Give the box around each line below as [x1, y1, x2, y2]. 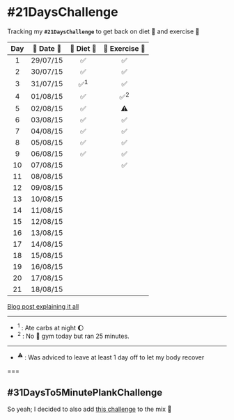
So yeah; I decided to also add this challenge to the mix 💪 [7, 405, 172, 414]
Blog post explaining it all [7, 302, 79, 310]
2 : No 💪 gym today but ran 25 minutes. [17, 331, 130, 340]
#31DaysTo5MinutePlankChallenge [7, 387, 163, 398]
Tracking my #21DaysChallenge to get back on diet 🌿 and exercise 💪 [7, 27, 200, 35]
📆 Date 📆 [32, 43, 61, 53]
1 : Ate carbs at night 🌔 [17, 322, 84, 332]
